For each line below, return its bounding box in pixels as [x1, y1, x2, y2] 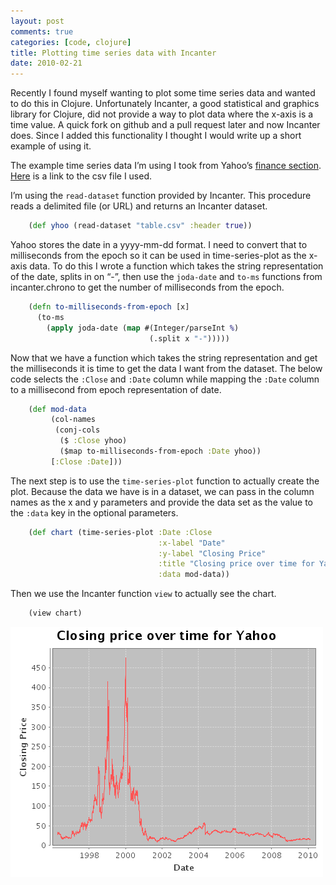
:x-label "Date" [158, 538, 226, 548]
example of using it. [10, 140, 92, 152]
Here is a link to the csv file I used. [10, 170, 153, 182]
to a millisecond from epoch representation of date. [10, 383, 222, 395]
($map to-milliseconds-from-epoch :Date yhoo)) [59, 446, 262, 456]
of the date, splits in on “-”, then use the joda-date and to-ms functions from [10, 271, 323, 282]
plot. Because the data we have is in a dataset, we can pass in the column [10, 485, 315, 497]
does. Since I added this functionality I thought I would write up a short [10, 130, 302, 142]
